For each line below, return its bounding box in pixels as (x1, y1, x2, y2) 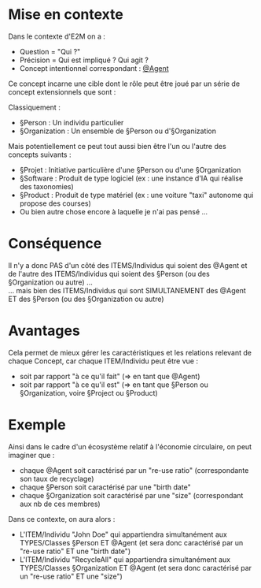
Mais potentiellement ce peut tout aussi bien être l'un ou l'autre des (8, 141, 226, 151)
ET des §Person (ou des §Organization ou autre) (8, 294, 164, 303)
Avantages (8, 322, 80, 340)
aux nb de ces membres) (19, 499, 101, 508)
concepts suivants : (8, 150, 72, 159)
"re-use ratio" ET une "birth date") (19, 546, 131, 556)
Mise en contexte (8, 6, 123, 24)
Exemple (8, 416, 66, 434)
